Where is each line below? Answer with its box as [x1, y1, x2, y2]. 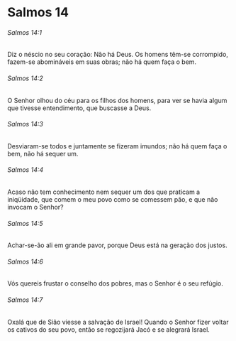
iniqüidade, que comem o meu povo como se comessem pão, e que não [7, 195, 218, 203]
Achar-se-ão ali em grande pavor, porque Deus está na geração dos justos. [7, 241, 228, 249]
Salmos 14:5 [7, 219, 44, 227]
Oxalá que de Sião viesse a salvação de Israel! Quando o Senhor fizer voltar [7, 318, 229, 326]
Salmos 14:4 [7, 166, 44, 174]
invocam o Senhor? [7, 203, 64, 211]
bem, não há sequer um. [7, 149, 79, 158]
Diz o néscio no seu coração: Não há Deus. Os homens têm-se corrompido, [7, 50, 229, 59]
